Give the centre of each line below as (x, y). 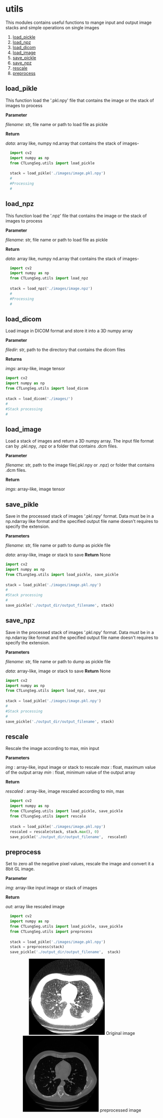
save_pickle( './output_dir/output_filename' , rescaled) (69, 837)
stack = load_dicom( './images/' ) (39, 399)
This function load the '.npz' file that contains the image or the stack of (76, 216)
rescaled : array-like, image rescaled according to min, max (65, 791)
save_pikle (22, 504)
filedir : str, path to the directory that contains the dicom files (65, 350)
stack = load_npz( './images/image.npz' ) (51, 289)
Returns (14, 359)
